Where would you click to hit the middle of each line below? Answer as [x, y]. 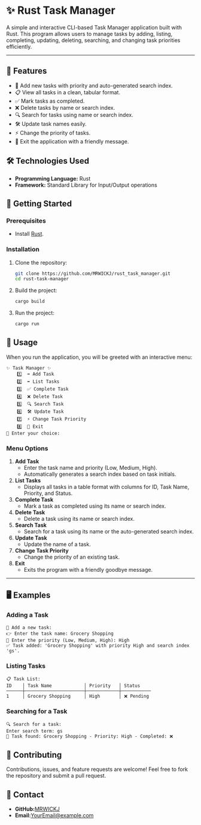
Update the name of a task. [57, 544]
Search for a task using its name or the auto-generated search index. [109, 532]
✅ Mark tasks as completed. [50, 101]
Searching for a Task [37, 712]
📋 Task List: [23, 679]
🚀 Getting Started [39, 204]
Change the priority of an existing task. [72, 557]
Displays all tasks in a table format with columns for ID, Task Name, [106, 487]
